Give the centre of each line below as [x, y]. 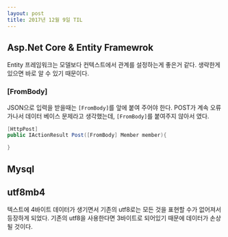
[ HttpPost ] [23, 129]
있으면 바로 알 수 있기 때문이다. [48, 73]
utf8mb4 [26, 192]
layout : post [26, 13]
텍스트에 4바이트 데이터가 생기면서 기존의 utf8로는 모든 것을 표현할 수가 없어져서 [114, 210]
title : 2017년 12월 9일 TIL [45, 20]
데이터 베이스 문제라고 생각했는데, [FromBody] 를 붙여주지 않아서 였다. [117, 116]
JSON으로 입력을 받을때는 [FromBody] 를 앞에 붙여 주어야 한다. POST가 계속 [108, 108]
